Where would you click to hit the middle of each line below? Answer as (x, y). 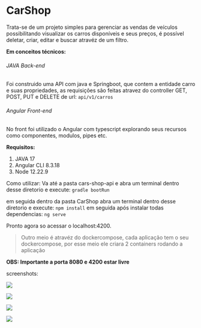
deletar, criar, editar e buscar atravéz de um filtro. (67, 40)
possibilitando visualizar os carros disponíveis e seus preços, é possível (95, 33)
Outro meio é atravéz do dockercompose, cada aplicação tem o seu (105, 238)
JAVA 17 (25, 159)
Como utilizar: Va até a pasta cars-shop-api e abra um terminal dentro (93, 184)
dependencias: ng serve (36, 214)
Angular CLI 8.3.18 (37, 166)
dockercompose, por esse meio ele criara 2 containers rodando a (102, 244)
